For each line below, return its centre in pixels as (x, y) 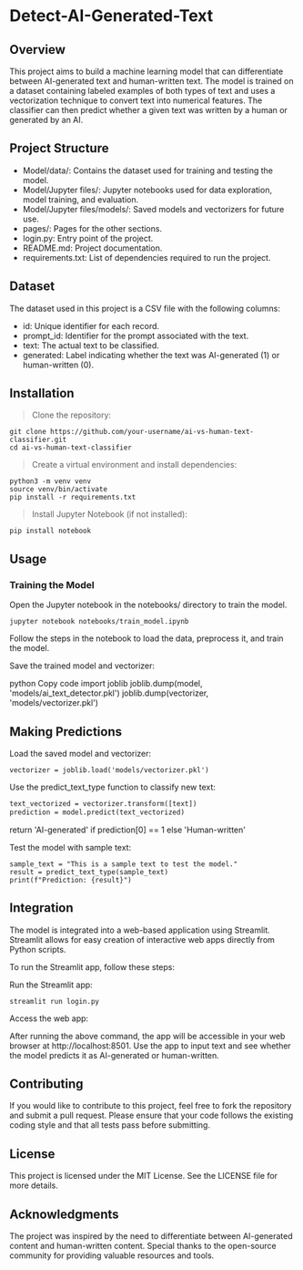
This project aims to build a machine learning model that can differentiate (146, 71)
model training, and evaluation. (81, 199)
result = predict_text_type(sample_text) (89, 872)
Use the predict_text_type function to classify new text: (113, 787)
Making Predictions (66, 732)
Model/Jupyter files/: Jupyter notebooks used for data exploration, (147, 190)
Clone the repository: (71, 415)
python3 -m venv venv (50, 481)
